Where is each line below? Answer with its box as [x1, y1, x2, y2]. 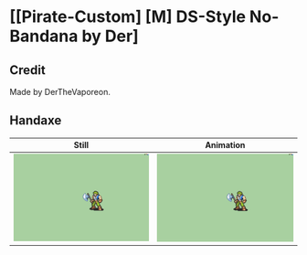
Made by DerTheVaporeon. [9, 87, 111, 97]
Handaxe [9, 112, 62, 129]
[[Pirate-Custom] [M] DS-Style [9, 6, 247, 27]
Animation [205, 140, 246, 151]
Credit [9, 62, 46, 78]
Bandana [9, 26, 79, 47]
